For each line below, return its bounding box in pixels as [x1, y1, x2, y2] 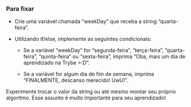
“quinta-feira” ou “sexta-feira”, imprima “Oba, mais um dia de [39, 53, 186, 60]
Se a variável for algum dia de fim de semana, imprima [23, 71, 155, 78]
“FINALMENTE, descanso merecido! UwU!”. [23, 77, 129, 84]
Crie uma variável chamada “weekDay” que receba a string [14, 18, 157, 25]
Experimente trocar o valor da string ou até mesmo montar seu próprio [6, 88, 176, 95]
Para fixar [6, 5, 34, 13]
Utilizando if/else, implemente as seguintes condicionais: [14, 36, 152, 43]
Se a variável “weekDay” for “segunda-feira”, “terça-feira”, [23, 47, 164, 54]
